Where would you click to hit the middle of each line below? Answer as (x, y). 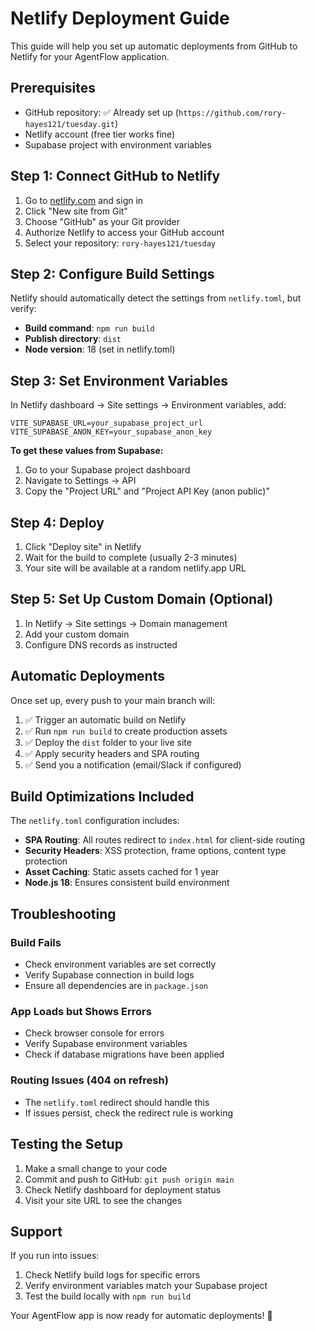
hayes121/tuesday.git (69, 124)
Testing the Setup (66, 1144)
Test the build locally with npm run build (108, 1296)
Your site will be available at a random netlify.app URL (135, 568)
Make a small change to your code (96, 1168)
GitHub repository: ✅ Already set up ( (101, 112)
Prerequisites (53, 88)
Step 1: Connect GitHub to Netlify (115, 176)
